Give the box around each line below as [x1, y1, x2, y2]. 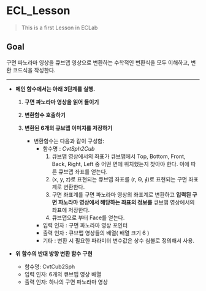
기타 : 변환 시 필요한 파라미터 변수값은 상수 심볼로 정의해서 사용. [42, 236, 195, 244]
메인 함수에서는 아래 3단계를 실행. [15, 85, 96, 93]
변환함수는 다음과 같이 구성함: [33, 137, 104, 145]
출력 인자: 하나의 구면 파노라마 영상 [24, 278, 109, 285]
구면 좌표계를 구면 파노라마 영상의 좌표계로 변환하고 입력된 [51, 191, 191, 198]
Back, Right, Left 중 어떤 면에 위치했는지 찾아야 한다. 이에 [51, 160, 190, 167]
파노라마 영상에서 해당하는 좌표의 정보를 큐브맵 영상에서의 [58, 198, 195, 206]
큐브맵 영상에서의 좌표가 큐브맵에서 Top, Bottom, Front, [51, 153, 186, 160]
